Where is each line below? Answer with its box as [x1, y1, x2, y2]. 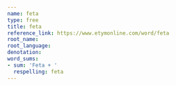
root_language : [7, 42, 51, 49]
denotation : [7, 49, 42, 56]
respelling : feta [13, 68, 64, 75]
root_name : [7, 36, 39, 43]
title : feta [7, 23, 42, 30]
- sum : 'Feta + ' [7, 62, 58, 69]
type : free [7, 17, 39, 24]
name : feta [7, 10, 39, 17]
